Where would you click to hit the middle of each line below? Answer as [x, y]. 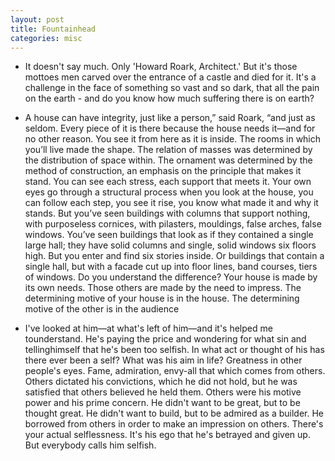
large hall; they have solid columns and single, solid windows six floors [170, 245]
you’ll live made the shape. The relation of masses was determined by [168, 150]
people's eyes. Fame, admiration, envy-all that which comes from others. [175, 371]
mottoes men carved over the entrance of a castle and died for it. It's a [170, 77]
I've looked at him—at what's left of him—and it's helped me [148, 328]
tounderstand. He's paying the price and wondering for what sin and [165, 339]
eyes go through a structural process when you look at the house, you [169, 192]
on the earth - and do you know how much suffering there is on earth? [169, 98]
